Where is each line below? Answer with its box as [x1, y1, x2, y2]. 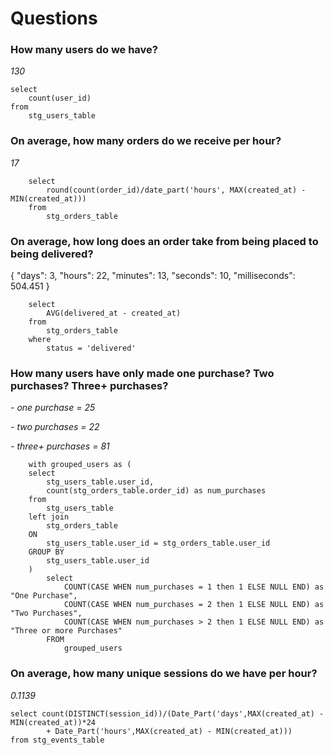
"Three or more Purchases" [10, 626, 123, 636]
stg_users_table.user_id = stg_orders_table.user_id [46, 538, 271, 549]
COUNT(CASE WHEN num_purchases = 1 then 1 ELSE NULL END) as [63, 582, 325, 592]
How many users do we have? [10, 43, 158, 57]
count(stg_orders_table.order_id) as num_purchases [46, 486, 267, 496]
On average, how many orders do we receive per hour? [10, 134, 282, 148]
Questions [10, 7, 98, 30]
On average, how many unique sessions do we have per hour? [10, 667, 318, 681]
